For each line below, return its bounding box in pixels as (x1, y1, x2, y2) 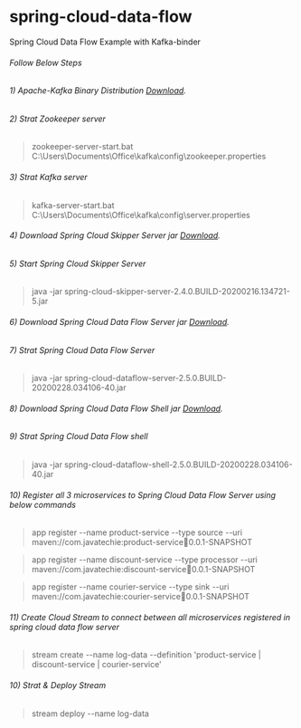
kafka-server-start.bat (31, 199, 115, 210)
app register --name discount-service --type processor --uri (31, 554, 258, 565)
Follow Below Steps (9, 57, 83, 68)
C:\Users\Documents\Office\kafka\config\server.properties (31, 209, 250, 220)
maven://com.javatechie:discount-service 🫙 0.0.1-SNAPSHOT (31, 564, 256, 575)
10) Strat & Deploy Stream (9, 680, 107, 690)
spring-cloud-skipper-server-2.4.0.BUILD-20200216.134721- (64, 286, 291, 297)
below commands (9, 499, 77, 510)
